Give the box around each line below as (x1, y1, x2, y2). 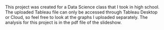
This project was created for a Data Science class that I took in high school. (5, 4, 160, 10)
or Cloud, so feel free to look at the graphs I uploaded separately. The (5, 15, 148, 20)
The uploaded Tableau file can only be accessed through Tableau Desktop (5, 9, 158, 15)
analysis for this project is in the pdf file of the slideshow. (5, 19, 122, 25)
